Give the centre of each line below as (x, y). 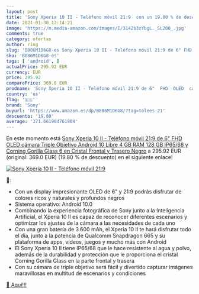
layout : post (22, 12)
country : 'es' (24, 94)
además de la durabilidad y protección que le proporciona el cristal (96, 254)
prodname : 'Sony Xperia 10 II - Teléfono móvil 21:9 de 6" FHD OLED (95, 89)
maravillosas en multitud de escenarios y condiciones (80, 273)
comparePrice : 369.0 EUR (37, 83)
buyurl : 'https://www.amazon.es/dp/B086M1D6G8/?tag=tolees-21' (86, 111)
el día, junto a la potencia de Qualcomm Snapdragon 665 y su (90, 236)
